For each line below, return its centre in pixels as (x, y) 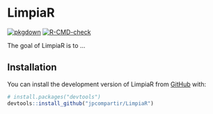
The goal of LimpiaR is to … (46, 45)
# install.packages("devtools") (54, 97)
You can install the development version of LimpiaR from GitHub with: (107, 84)
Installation (32, 67)
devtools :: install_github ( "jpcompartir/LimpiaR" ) (81, 103)
